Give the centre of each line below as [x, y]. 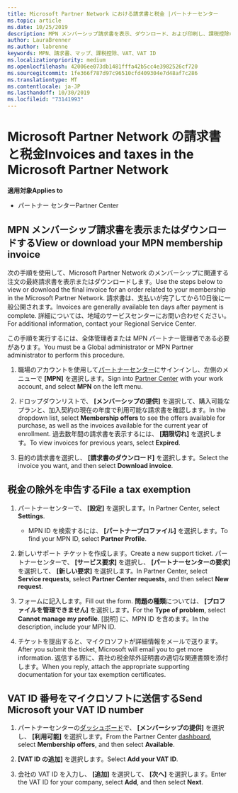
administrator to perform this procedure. [66, 355]
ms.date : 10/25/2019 [38, 27]
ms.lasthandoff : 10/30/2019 [49, 93]
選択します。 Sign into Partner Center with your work [147, 378]
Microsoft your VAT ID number [75, 710]
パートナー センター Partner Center [68, 205]
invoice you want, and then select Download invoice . [95, 465]
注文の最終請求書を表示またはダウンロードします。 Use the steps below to [115, 281]
